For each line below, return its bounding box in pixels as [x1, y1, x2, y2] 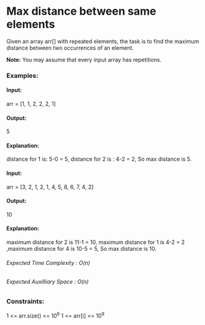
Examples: [6, 71, 39, 80]
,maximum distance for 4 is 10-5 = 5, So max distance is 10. [6, 245, 157, 253]
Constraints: [6, 297, 45, 305]
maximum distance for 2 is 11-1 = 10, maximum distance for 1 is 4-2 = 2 [6, 239, 185, 246]
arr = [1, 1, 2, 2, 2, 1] [6, 100, 56, 108]
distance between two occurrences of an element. [6, 44, 134, 52]
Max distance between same [6, 4, 157, 18]
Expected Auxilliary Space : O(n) [6, 278, 89, 286]
